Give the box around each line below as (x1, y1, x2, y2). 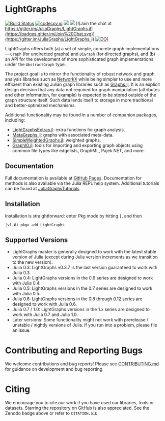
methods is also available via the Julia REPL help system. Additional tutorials (5, 180, 160, 186)
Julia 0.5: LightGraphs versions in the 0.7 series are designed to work (12, 285, 153, 291)
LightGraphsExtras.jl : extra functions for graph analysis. (12, 127, 125, 133)
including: (5, 117, 26, 123)
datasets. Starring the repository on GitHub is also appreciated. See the (5, 405, 150, 411)
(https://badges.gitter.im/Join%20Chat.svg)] (5, 31, 95, 36)
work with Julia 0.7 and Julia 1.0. (12, 312, 78, 317)
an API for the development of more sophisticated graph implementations (5, 56, 154, 62)
